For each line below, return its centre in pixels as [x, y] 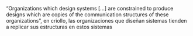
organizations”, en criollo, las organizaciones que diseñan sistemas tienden [96, 21]
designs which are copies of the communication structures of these [87, 15]
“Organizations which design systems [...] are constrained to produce [90, 8]
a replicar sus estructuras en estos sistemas [59, 27]
